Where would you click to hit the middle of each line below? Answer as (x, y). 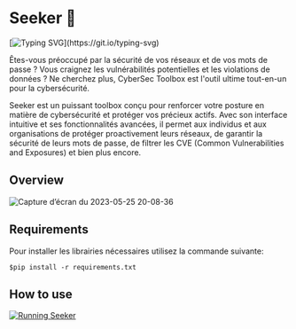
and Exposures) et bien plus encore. (75, 152)
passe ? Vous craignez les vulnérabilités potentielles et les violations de (140, 69)
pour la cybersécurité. (50, 88)
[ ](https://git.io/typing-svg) (84, 43)
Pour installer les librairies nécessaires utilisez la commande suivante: (136, 251)
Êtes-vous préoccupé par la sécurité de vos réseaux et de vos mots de (139, 59)
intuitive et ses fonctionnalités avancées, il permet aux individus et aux (138, 124)
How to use (41, 294)
